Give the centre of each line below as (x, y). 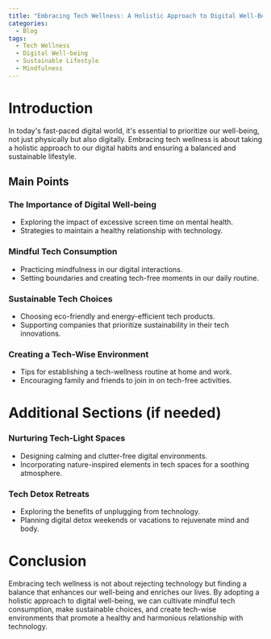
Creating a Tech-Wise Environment (79, 354)
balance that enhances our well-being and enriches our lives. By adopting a (134, 592)
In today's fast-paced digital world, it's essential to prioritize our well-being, (134, 131)
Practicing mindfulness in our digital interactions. (101, 269)
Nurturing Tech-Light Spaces (67, 438)
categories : (28, 23)
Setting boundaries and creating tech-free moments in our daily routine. (140, 278)
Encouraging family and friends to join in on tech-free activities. (126, 381)
